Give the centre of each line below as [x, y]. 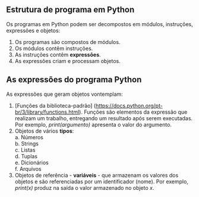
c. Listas [25, 150]
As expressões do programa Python [74, 80]
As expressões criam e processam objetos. [67, 61]
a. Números [29, 137]
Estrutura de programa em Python [70, 10]
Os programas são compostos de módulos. [67, 42]
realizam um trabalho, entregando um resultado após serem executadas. [104, 118]
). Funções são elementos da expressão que [133, 112]
